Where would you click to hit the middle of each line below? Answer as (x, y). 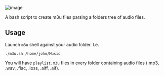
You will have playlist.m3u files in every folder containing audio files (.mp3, (82, 63)
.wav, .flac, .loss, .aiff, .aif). (32, 68)
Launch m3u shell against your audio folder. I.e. (52, 44)
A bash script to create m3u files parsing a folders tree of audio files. (75, 17)
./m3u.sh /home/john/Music (33, 54)
